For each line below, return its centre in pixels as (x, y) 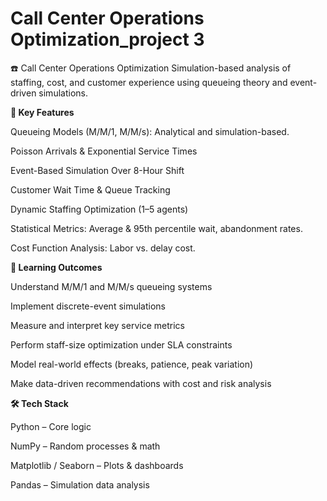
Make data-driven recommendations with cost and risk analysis (141, 383)
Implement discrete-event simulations (88, 306)
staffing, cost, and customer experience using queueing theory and (149, 82)
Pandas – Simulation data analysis (80, 484)
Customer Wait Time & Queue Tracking (90, 189)
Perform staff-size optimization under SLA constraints (121, 344)
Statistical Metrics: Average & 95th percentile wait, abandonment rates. (156, 228)
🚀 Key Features (42, 112)
